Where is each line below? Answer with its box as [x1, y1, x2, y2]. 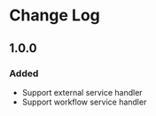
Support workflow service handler [21, 97, 147, 107]
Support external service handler [21, 87, 144, 97]
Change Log [9, 5, 100, 26]
